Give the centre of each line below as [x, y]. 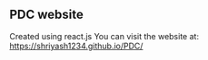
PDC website [47, 15]
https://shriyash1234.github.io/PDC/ [76, 46]
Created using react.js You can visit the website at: [104, 36]
